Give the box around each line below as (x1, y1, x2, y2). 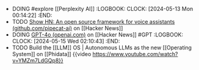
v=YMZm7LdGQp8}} (12, 57, 63, 64)
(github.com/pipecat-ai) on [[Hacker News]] (12, 24, 123, 32)
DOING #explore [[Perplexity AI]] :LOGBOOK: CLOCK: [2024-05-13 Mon (12, 5, 194, 12)
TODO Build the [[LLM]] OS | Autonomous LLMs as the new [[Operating (12, 44, 192, 51)
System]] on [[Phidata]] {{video (12, 51, 92, 57)
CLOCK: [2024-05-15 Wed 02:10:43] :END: (12, 38, 120, 44)
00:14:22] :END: (12, 12, 52, 19)
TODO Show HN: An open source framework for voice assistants (12, 18, 175, 25)
